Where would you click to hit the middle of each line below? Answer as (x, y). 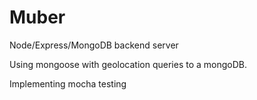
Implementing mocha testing (68, 83)
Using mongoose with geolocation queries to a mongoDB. (128, 64)
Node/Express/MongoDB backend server (94, 45)
